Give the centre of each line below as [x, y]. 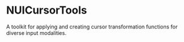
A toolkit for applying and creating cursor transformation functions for [92, 27]
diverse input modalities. [36, 33]
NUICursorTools [47, 10]
